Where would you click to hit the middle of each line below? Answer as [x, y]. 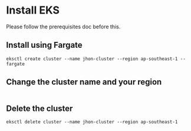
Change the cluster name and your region [84, 82]
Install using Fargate [44, 45]
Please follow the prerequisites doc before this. [63, 27]
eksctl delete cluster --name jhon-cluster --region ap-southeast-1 [92, 122]
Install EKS [33, 10]
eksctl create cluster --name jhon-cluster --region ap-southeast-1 [92, 59]
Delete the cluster [39, 108]
